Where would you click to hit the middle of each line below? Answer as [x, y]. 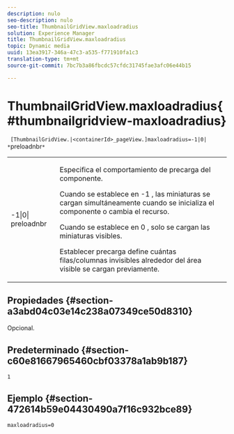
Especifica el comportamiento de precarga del [135, 169]
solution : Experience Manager [51, 33]
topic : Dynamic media [39, 46]
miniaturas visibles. [91, 235]
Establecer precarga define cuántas [118, 251]
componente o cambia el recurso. [114, 211]
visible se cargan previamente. [110, 269]
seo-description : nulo [40, 20]
